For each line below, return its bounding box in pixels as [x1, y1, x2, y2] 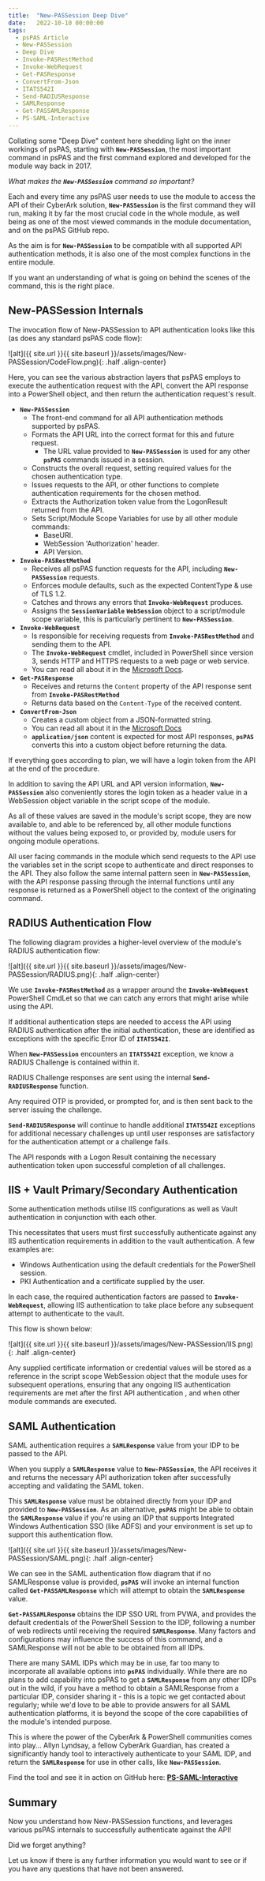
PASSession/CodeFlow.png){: [8, 357, 104, 366]
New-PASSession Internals [8, 304, 144, 317]
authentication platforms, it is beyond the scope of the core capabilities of [8, 1709, 248, 1718]
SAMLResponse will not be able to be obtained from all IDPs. [8, 1643, 205, 1653]
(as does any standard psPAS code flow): [8, 333, 143, 343]
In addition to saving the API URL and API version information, [8, 779, 209, 788]
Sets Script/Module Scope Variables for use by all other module [31, 513, 238, 523]
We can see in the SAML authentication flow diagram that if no [8, 1569, 211, 1579]
